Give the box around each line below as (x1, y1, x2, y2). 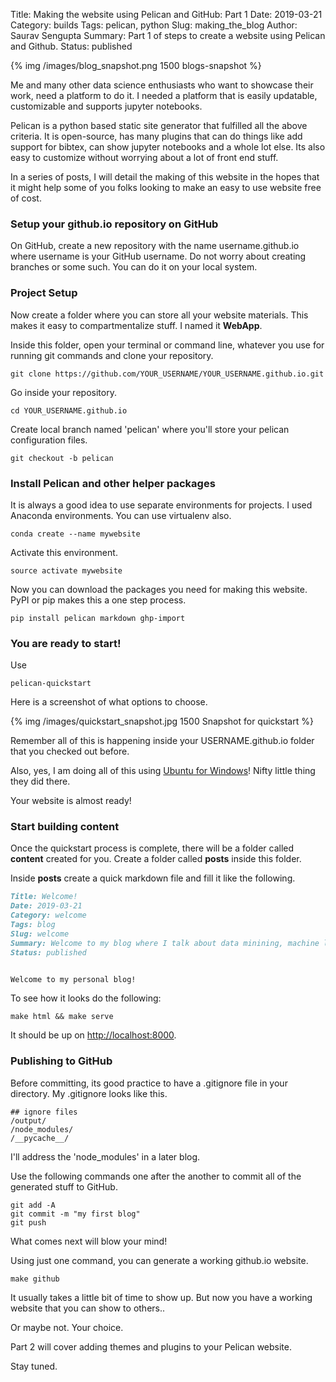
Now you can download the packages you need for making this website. (10, 583, 308, 595)
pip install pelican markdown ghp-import (10, 613, 186, 623)
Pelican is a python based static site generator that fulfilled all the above (10, 120, 308, 131)
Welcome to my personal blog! (10, 974, 137, 984)
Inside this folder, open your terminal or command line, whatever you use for (10, 339, 325, 351)
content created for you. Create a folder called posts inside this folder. (10, 853, 302, 865)
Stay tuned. (10, 1360, 58, 1372)
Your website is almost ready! (10, 795, 132, 807)
